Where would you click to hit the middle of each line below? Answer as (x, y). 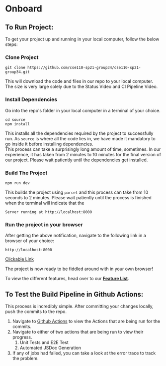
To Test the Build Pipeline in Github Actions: (74, 294)
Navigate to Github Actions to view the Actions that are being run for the (86, 321)
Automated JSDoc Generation (50, 348)
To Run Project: (29, 27)
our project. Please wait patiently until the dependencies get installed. (77, 160)
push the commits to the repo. (36, 312)
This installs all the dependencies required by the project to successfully (79, 133)
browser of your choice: (30, 241)
